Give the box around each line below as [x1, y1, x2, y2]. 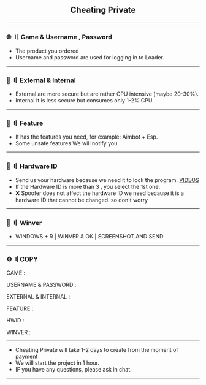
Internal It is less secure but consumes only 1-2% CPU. [15, 96, 154, 104]
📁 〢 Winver [6, 218, 42, 227]
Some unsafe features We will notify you [15, 140, 118, 147]
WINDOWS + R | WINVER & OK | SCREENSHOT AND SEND [15, 232, 164, 240]
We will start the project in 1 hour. [15, 359, 100, 367]
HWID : [6, 317, 25, 324]
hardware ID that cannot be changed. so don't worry [15, 196, 148, 204]
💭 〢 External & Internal [6, 76, 76, 85]
